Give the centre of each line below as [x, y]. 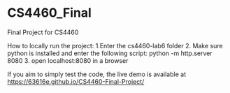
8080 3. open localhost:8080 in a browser [68, 60]
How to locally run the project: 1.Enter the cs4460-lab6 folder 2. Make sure [115, 45]
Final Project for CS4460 [43, 32]
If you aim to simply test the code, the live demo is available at [97, 74]
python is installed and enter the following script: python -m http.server [110, 53]
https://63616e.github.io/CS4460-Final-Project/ [76, 81]
